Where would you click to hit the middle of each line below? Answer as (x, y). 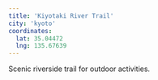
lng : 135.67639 (41, 46)
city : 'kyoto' (32, 23)
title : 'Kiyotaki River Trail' (61, 16)
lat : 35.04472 (39, 38)
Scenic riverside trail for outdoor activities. (79, 69)
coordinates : (30, 31)
